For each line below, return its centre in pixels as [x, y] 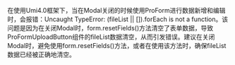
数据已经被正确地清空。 [41, 54]
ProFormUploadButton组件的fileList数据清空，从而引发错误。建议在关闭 [111, 37]
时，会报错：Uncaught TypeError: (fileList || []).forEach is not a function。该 [117, 19]
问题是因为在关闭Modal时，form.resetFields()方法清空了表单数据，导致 [110, 28]
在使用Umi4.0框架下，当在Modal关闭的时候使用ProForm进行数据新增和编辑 [116, 10]
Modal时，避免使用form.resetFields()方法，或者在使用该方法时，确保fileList [117, 46]
